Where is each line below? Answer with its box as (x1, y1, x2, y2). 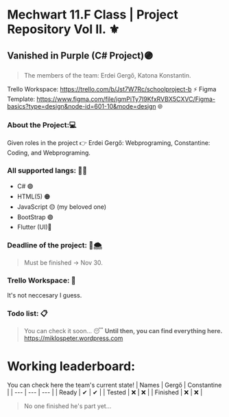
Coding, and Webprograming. (7, 148, 91, 157)
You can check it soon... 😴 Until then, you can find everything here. (23, 327, 223, 335)
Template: (7, 95, 36, 103)
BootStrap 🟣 (16, 213, 53, 221)
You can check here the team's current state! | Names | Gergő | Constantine (7, 381, 222, 390)
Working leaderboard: (7, 358, 136, 374)
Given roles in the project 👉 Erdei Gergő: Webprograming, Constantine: (7, 139, 210, 147)
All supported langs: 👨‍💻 (7, 166, 88, 175)
